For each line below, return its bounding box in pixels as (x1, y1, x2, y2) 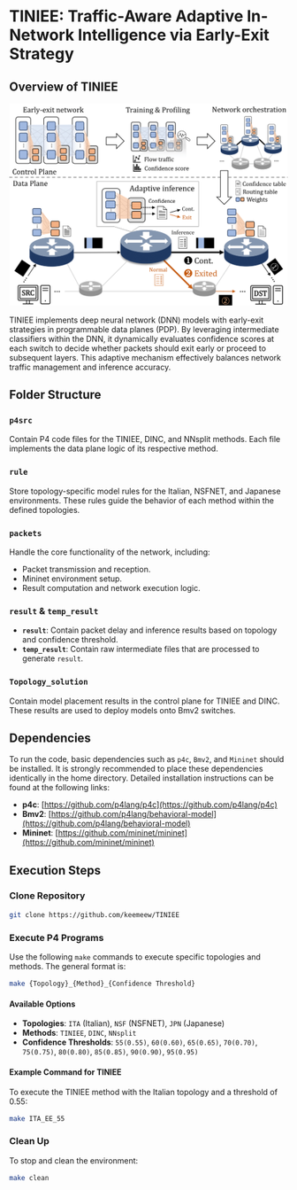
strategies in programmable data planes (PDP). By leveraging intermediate (9, 323, 280, 334)
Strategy (9, 44, 75, 64)
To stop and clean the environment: (9, 1155, 139, 1166)
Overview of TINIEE (9, 79, 118, 94)
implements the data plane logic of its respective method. (9, 443, 218, 454)
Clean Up (9, 1135, 50, 1147)
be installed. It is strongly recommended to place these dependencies (9, 764, 263, 774)
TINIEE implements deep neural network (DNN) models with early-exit (9, 315, 264, 325)
